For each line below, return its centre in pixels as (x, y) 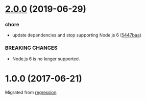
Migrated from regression (31, 92)
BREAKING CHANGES (31, 48)
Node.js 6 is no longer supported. (46, 59)
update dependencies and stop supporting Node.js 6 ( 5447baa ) (77, 35)
